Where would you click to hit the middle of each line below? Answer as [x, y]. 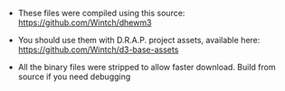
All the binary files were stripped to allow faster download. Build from [147, 67]
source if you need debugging [74, 77]
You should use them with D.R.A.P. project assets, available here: [139, 40]
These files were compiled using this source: [101, 13]
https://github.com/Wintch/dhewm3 [85, 23]
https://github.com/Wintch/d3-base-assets [98, 50]
